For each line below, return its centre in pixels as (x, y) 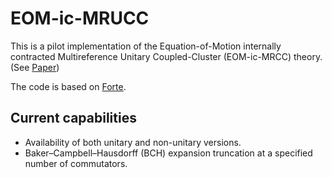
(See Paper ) (35, 67)
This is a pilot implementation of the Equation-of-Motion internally (146, 46)
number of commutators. (76, 163)
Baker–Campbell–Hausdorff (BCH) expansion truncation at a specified (168, 153)
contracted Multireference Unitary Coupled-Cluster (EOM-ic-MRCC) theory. (166, 56)
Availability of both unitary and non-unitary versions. (133, 142)
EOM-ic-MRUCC (80, 18)
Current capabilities (73, 118)
